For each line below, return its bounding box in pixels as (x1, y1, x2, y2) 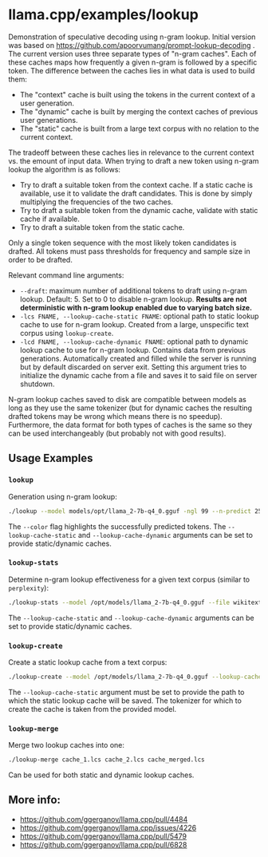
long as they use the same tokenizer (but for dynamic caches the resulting (8, 403, 253, 413)
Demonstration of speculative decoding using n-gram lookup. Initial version (8, 32, 256, 41)
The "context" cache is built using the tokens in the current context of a (19, 89, 255, 99)
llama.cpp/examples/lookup (8, 6, 199, 24)
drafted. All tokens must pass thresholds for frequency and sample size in (8, 246, 250, 256)
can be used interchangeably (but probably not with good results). (8, 428, 227, 438)
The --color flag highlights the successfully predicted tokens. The (8, 521, 227, 531)
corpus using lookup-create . (19, 328, 114, 338)
